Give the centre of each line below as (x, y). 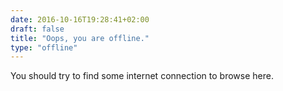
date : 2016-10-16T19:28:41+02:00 (80, 19)
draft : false (37, 29)
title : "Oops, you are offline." (80, 38)
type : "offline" (44, 47)
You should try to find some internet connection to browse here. (142, 76)
